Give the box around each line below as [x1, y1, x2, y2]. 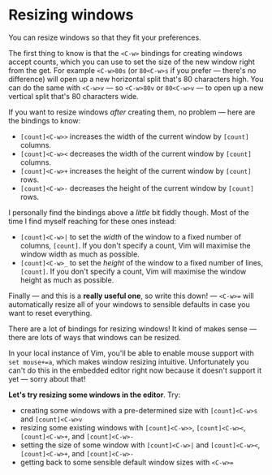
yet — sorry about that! [8, 374, 86, 383]
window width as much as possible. [19, 249, 140, 259]
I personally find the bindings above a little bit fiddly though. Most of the [8, 207, 249, 217]
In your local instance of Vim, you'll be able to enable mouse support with [8, 348, 254, 358]
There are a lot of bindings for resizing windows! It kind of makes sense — [8, 323, 257, 334]
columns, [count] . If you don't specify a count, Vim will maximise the [19, 240, 251, 250]
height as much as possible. [19, 274, 114, 285]
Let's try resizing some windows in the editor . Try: [8, 390, 181, 399]
